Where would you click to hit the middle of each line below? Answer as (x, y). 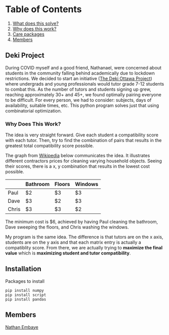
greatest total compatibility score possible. (50, 146)
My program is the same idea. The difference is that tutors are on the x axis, (84, 237)
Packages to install (25, 281)
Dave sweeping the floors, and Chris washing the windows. (67, 227)
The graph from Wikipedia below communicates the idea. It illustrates (78, 156)
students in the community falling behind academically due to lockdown (80, 73)
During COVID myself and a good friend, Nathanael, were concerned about (83, 67)
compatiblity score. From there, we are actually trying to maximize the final (84, 248)
